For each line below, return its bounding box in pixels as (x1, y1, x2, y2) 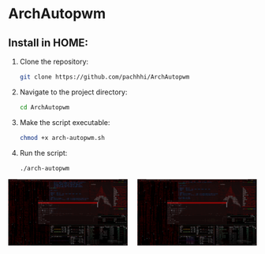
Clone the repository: (19, 57, 89, 66)
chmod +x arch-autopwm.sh (19, 134, 105, 142)
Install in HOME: (8, 36, 89, 50)
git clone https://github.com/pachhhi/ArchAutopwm (19, 73, 190, 81)
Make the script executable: (19, 117, 110, 127)
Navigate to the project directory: (19, 87, 128, 97)
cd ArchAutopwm (19, 103, 70, 111)
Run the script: (19, 148, 68, 157)
